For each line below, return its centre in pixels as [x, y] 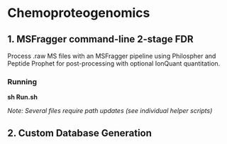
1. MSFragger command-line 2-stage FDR [100, 39]
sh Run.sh [22, 97]
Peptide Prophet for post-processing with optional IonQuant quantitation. [114, 64]
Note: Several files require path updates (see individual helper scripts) [110, 111]
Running [22, 81]
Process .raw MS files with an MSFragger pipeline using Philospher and [112, 56]
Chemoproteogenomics [79, 13]
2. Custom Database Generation [80, 133]
